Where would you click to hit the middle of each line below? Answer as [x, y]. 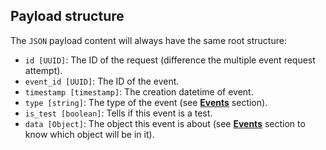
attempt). [43, 70]
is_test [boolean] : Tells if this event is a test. [118, 113]
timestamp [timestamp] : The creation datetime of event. [139, 91]
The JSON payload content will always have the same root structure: [148, 40]
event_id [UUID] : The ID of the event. [102, 81]
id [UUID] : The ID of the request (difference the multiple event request [170, 60]
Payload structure [67, 16]
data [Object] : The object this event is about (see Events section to [165, 123]
